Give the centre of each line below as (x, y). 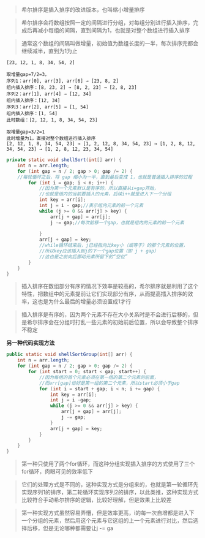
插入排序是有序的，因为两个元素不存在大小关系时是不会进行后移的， (107, 314)
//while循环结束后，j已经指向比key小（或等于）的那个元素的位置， (113, 245)
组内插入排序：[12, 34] (33, 100)
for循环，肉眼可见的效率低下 (57, 472)
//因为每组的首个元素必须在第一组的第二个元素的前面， (99, 377)
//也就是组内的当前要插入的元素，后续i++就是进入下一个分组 (105, 194)
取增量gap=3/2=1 (26, 132)
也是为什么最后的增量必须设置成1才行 (84, 301)
